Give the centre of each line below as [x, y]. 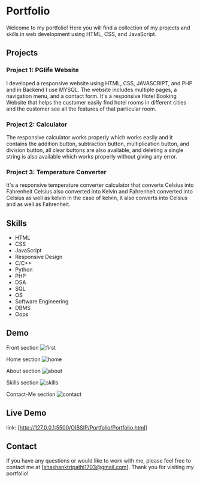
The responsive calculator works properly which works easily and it [90, 137]
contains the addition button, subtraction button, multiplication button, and [98, 144]
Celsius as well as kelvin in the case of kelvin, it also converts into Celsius [97, 198]
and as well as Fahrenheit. [38, 204]
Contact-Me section [31, 394]
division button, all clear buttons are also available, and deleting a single [95, 150]
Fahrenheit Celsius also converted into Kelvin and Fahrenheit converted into [100, 192]
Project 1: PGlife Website [43, 70]
